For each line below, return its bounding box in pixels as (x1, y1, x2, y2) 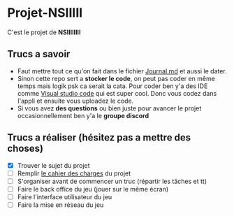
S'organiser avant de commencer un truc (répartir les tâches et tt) (17, 177, 207, 185)
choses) (7, 143, 44, 154)
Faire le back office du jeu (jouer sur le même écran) (17, 185, 169, 193)
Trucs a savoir (7, 48, 71, 60)
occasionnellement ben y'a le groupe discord (17, 111, 149, 120)
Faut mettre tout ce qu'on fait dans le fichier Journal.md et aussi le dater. (17, 66, 227, 75)
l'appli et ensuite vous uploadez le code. (17, 96, 134, 105)
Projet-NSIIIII (7, 5, 83, 21)
